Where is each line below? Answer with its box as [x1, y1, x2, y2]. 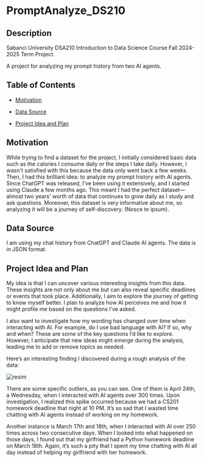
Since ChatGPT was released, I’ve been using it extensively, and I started [6, 179, 190, 187]
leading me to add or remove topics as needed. [6, 343, 125, 350]
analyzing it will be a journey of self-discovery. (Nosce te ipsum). [6, 205, 169, 213]
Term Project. [21, 51, 55, 58]
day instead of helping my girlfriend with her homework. [6, 449, 147, 456]
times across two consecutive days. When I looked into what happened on [6, 429, 193, 436]
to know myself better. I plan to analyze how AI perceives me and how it [6, 299, 187, 307]
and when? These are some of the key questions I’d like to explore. [6, 330, 174, 338]
